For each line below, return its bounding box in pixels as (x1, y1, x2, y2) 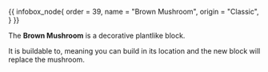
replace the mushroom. (8, 55, 86, 64)
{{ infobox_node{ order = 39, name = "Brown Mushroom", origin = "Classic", (8, 7, 259, 16)
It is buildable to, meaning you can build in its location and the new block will (8, 46, 261, 55)
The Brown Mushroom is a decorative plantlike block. (8, 31, 186, 40)
